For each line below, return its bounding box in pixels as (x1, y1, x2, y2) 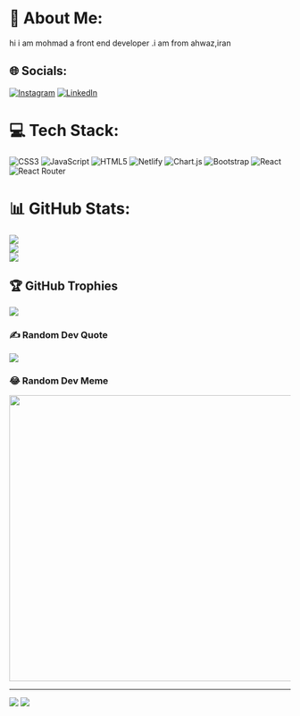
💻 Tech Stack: (9, 120, 120, 140)
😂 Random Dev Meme (9, 375, 109, 387)
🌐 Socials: (9, 63, 68, 79)
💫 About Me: (9, 8, 104, 29)
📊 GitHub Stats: (9, 198, 131, 218)
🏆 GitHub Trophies (9, 279, 119, 294)
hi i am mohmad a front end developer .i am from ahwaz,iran (9, 38, 231, 48)
